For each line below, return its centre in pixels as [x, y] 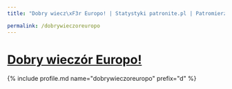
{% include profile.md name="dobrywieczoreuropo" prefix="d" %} [102, 79]
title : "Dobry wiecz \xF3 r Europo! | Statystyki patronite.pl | [100, 13]
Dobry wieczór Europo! [75, 60]
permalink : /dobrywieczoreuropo [54, 26]
